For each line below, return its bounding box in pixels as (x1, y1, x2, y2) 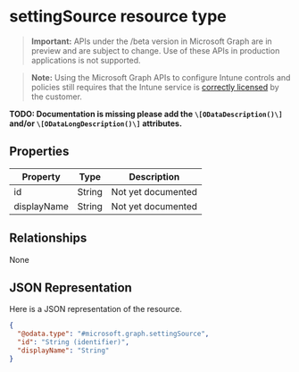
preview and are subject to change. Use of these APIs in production (30, 45, 280, 55)
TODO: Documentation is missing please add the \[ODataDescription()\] (9, 108, 283, 119)
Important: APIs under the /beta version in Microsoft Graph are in (30, 36, 272, 46)
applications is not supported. (30, 55, 141, 65)
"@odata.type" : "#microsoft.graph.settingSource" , (17, 329, 210, 339)
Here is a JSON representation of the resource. (9, 304, 183, 315)
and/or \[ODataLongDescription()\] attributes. (9, 118, 183, 129)
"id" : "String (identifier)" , (17, 338, 129, 347)
